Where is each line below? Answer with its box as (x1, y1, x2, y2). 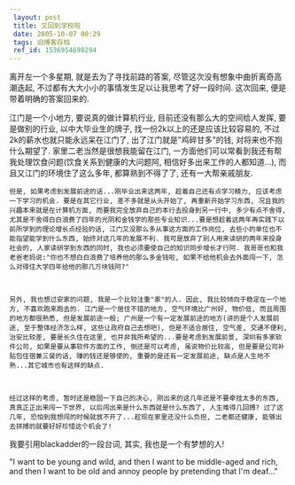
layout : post (12, 12, 62, 22)
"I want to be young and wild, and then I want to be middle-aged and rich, (9, 457, 279, 467)
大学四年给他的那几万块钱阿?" (35, 262, 130, 271)
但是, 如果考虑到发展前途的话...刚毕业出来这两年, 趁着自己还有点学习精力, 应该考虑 (9, 187, 283, 196)
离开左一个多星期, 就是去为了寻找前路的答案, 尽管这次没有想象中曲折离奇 (9, 72, 275, 82)
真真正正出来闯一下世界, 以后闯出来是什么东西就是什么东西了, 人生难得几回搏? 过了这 (9, 403, 283, 412)
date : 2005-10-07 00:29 (12, 29, 101, 38)
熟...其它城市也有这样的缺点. (9, 361, 105, 371)
